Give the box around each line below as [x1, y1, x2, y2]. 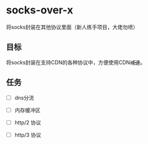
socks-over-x [6, 3, 74, 17]
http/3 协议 [14, 131, 42, 138]
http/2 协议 [14, 119, 42, 126]
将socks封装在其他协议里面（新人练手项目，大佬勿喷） [6, 23, 139, 30]
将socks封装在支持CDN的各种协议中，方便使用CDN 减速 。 [6, 59, 146, 66]
